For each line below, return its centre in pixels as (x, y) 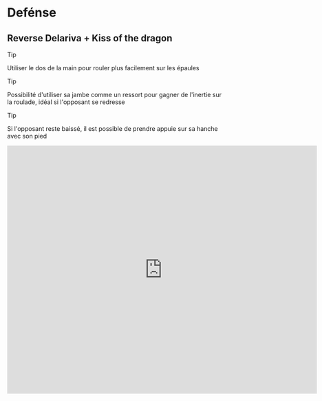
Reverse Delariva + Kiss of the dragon (90, 38)
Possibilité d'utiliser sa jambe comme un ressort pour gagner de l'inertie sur (115, 95)
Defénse (32, 13)
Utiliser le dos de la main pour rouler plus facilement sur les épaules (103, 68)
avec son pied (27, 136)
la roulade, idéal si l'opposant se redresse (66, 102)
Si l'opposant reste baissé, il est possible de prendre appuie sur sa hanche (112, 128)
